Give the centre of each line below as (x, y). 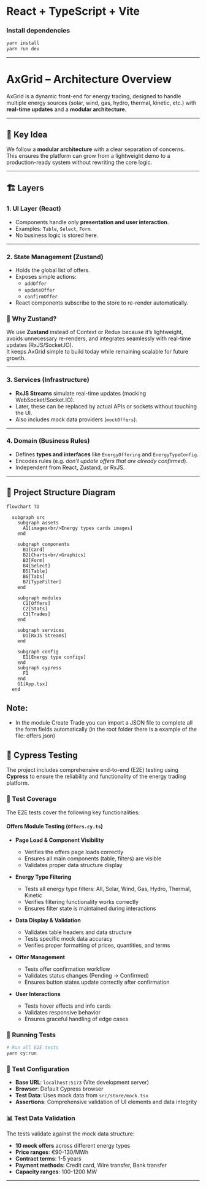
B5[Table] (35, 571)
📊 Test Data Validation (41, 1118)
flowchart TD (23, 507)
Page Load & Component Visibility (59, 840)
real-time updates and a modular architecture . (67, 109)
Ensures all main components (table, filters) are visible (93, 858)
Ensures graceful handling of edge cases (76, 1019)
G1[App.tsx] (32, 684)
